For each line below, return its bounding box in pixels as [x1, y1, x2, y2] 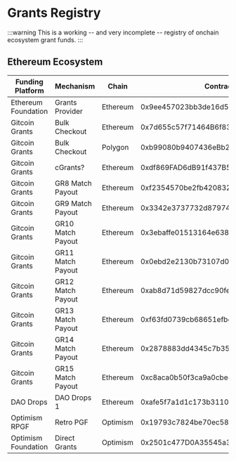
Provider [55, 106, 83, 116]
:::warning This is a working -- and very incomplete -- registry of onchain [7, 28, 219, 37]
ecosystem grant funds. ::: [7, 35, 84, 44]
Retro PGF [55, 417, 89, 427]
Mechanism [55, 81, 96, 91]
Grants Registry [7, 5, 101, 21]
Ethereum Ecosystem [7, 56, 103, 68]
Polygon [101, 142, 129, 152]
